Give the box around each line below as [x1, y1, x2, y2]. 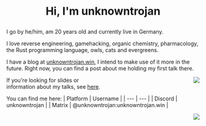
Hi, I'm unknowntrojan [45, 4, 161, 18]
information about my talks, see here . [6, 83, 101, 91]
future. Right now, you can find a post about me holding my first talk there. [6, 65, 194, 72]
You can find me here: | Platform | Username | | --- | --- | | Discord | [6, 95, 178, 102]
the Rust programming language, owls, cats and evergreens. [6, 46, 159, 54]
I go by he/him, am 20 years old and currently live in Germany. [6, 28, 164, 35]
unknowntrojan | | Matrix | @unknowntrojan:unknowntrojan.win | [6, 102, 169, 109]
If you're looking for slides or [6, 76, 79, 84]
